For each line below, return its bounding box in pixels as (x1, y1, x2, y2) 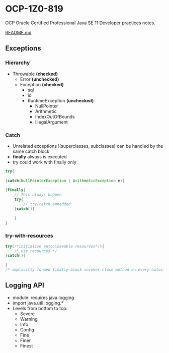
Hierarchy (5, 59, 30, 66)
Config (20, 326, 34, 333)
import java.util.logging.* (12, 300, 64, 306)
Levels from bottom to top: (12, 305, 68, 311)
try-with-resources (5, 232, 54, 240)
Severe (20, 311, 35, 317)
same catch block (12, 148, 50, 154)
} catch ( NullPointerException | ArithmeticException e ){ (5, 178, 125, 183)
